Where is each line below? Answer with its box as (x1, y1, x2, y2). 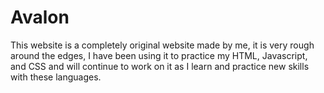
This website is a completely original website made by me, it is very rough (10, 39, 315, 51)
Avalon (10, 6, 70, 29)
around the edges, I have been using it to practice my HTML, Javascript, (10, 49, 308, 61)
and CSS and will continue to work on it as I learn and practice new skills (10, 60, 310, 72)
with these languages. (10, 71, 102, 83)
